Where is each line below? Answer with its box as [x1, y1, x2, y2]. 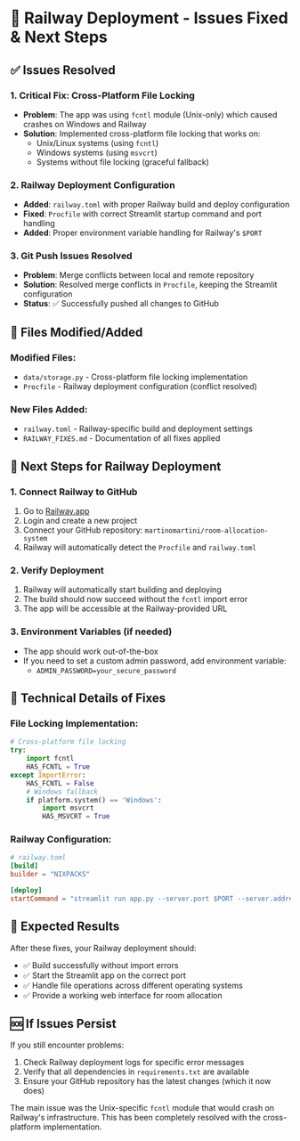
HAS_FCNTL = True [26, 762, 91, 771]
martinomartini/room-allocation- [144, 526, 269, 535]
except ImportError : [10, 770, 87, 779]
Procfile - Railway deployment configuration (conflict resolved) [22, 381, 257, 392]
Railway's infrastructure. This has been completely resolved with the [10, 1112, 262, 1123]
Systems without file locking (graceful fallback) [36, 156, 210, 167]
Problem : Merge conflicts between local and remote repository [22, 270, 255, 281]
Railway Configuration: [10, 833, 112, 845]
